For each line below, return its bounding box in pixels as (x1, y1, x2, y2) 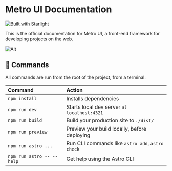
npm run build (8, 117, 42, 123)
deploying (66, 132, 91, 139)
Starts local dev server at (66, 103, 126, 111)
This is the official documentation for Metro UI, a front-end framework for (5, 30, 160, 36)
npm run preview (8, 129, 48, 135)
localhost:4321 (66, 110, 103, 116)
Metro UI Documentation (5, 4, 112, 15)
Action (66, 86, 83, 93)
